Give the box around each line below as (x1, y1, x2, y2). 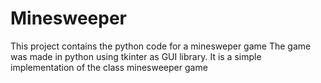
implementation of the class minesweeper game (10, 61, 208, 73)
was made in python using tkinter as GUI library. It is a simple (10, 50, 262, 62)
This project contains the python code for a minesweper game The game (10, 40, 312, 52)
